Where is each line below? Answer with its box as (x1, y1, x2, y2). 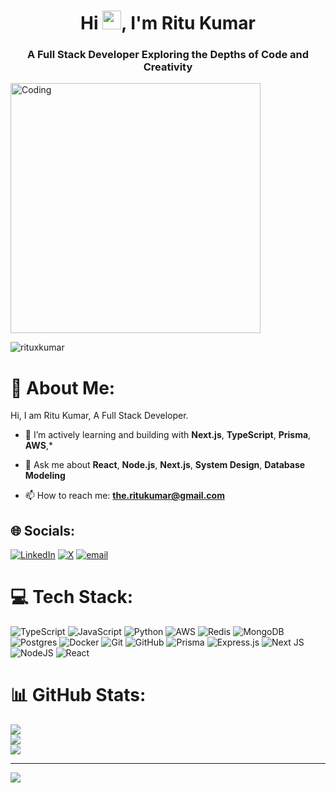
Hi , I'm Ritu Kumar (80, 12, 256, 35)
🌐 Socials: (10, 522, 76, 539)
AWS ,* (24, 440, 53, 452)
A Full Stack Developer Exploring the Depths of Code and (26, 48, 310, 62)
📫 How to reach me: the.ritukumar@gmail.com (24, 490, 225, 502)
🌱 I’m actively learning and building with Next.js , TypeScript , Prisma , (24, 429, 312, 441)
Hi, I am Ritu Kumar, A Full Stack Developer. (10, 410, 189, 422)
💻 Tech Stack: (10, 586, 134, 609)
